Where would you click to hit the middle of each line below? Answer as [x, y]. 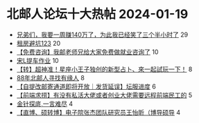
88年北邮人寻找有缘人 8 [50, 77]
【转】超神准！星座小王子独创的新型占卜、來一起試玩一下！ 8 [104, 69]
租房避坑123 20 [38, 43]
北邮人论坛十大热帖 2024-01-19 [97, 14]
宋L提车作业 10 [38, 60]
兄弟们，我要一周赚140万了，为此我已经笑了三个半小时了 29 [102, 35]
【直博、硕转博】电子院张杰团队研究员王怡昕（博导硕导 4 [98, 112]
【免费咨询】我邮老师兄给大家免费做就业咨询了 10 [87, 52]
